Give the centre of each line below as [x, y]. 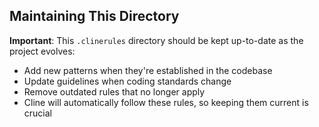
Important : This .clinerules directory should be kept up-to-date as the [156, 40]
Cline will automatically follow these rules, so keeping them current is [166, 102]
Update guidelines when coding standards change [127, 81]
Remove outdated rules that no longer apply [114, 91]
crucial [37, 113]
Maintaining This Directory [94, 16]
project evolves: [42, 51]
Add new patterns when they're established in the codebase [148, 70]
